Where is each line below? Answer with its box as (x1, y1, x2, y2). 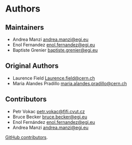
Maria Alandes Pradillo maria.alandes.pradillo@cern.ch (12, 80, 127, 86)
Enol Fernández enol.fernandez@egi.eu (12, 119, 95, 125)
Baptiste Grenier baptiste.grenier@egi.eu (12, 47, 98, 53)
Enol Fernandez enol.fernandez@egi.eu (12, 42, 95, 48)
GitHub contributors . (5, 134, 48, 140)
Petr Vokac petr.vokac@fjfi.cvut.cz (12, 108, 85, 114)
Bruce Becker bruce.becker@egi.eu (12, 114, 87, 120)
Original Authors (5, 61, 59, 70)
